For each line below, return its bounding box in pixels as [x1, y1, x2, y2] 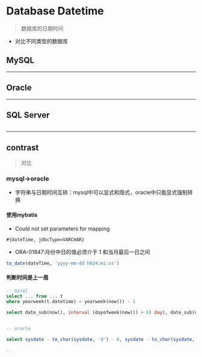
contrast [6, 142, 39, 152]
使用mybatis [6, 211, 38, 218]
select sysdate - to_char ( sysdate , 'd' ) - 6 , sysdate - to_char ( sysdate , [6, 337, 195, 343]
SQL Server [6, 110, 50, 120]
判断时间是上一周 [6, 274, 49, 281]
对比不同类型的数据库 [14, 37, 68, 44]
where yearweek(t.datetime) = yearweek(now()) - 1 [6, 299, 136, 305]
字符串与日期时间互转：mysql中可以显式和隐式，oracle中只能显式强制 [14, 189, 188, 196]
